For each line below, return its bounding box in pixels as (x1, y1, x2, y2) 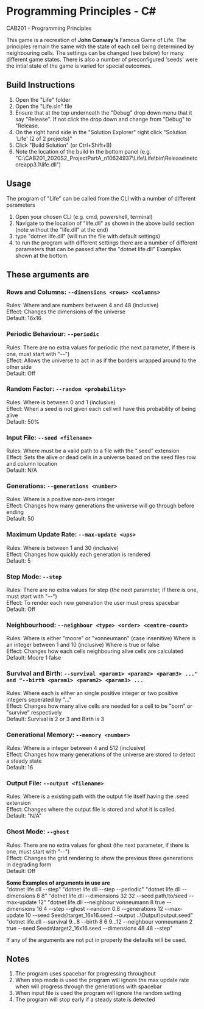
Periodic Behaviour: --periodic (6, 330, 99, 338)
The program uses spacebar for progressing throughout (15, 970, 157, 977)
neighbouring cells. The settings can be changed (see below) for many (6, 49, 185, 56)
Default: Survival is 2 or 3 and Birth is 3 (6, 715, 105, 722)
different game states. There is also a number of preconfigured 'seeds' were (6, 55, 198, 63)
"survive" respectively (6, 708, 62, 716)
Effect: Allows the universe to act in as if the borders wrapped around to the (6, 357, 197, 364)
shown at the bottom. (15, 252, 69, 259)
